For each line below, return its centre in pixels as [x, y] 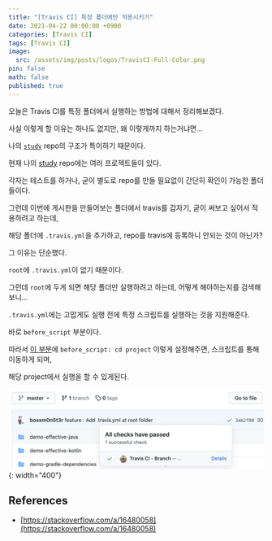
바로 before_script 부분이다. [55, 332]
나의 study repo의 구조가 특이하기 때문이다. [77, 146]
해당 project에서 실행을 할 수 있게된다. [69, 376]
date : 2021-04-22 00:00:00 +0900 [65, 26]
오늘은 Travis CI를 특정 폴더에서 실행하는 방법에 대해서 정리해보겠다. [117, 111]
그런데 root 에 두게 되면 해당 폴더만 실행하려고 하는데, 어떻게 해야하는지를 [124, 287]
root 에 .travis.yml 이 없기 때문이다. [66, 269]
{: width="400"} [35, 475]
